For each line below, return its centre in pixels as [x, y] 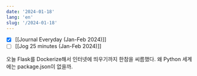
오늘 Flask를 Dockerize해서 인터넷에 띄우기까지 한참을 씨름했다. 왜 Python [94, 59]
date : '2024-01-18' [31, 12]
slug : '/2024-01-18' [32, 23]
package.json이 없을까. [45, 66]
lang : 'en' [20, 17]
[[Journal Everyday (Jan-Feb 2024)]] [60, 40]
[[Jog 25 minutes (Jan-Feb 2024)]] [58, 46]
